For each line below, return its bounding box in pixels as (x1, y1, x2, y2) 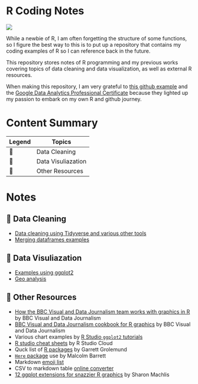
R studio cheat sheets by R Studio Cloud (14, 339, 113, 347)
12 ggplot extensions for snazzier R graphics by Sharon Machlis (14, 371, 170, 378)
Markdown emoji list (14, 358, 64, 365)
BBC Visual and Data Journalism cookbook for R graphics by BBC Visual (14, 321, 191, 328)
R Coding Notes (6, 4, 85, 18)
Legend (9, 137, 31, 146)
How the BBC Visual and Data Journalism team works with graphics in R (14, 308, 190, 315)
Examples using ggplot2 (14, 269, 74, 276)
